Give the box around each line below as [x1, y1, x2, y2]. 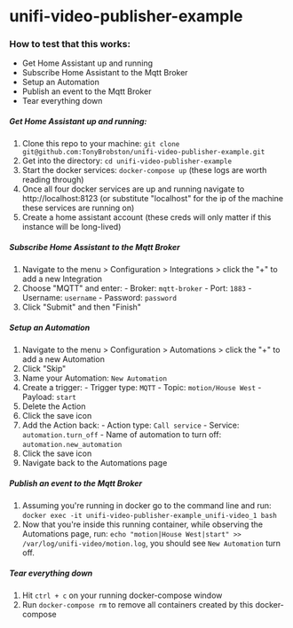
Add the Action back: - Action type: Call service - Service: [21, 420, 240, 431]
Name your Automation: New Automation [21, 373, 167, 383]
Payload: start [21, 392, 77, 403]
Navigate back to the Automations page [21, 458, 168, 468]
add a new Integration [21, 273, 103, 285]
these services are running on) [21, 202, 135, 214]
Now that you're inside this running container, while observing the [21, 519, 264, 530]
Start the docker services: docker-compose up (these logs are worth [21, 165, 267, 176]
